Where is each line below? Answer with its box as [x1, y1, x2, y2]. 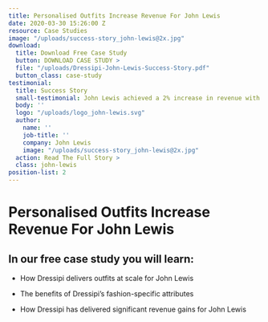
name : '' [22, 124, 52, 132]
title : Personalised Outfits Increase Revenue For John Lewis [8, 11, 221, 20]
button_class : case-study [15, 71, 103, 79]
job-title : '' [22, 131, 70, 139]
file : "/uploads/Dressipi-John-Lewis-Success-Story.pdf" [15, 64, 210, 72]
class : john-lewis [15, 161, 78, 169]
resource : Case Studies [8, 26, 88, 35]
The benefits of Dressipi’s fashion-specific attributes [19, 289, 194, 298]
